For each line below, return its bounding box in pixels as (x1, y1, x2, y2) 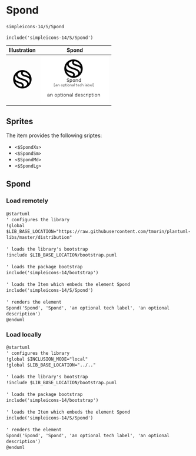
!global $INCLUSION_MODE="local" (6, 356, 88, 362)
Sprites (6, 116, 34, 127)
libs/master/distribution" (6, 234, 72, 240)
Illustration (8, 46, 36, 54)
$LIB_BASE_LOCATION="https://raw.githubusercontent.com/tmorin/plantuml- (6, 228, 191, 234)
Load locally (6, 330, 42, 338)
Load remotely (6, 197, 49, 205)
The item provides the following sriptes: (6, 132, 102, 139)
